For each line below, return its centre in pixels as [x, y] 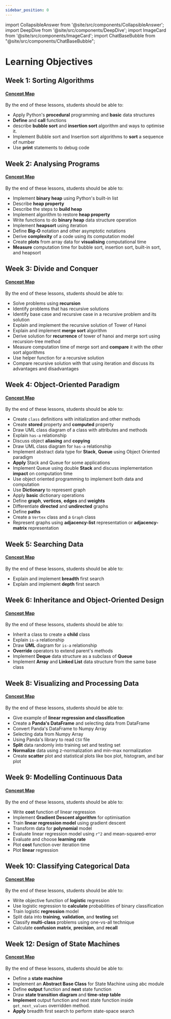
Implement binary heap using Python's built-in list [65, 198]
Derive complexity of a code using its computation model [73, 236]
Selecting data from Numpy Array [48, 734]
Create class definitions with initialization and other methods [76, 419]
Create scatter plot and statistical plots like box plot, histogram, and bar [88, 756]
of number [24, 142]
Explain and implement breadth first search [58, 578]
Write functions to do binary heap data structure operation [75, 220]
